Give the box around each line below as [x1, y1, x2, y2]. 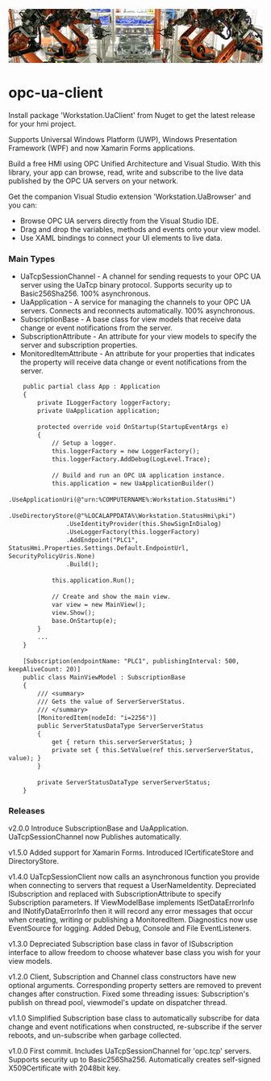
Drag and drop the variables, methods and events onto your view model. [19, 224, 261, 234]
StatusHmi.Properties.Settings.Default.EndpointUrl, [8, 545, 190, 553]
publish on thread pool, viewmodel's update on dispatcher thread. [8, 998, 227, 1007]
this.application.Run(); [51, 577, 135, 585]
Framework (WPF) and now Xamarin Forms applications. [8, 143, 196, 153]
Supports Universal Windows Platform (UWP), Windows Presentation [8, 134, 238, 144]
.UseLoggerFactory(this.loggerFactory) [65, 528, 200, 536]
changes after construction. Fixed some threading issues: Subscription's [8, 989, 250, 999]
